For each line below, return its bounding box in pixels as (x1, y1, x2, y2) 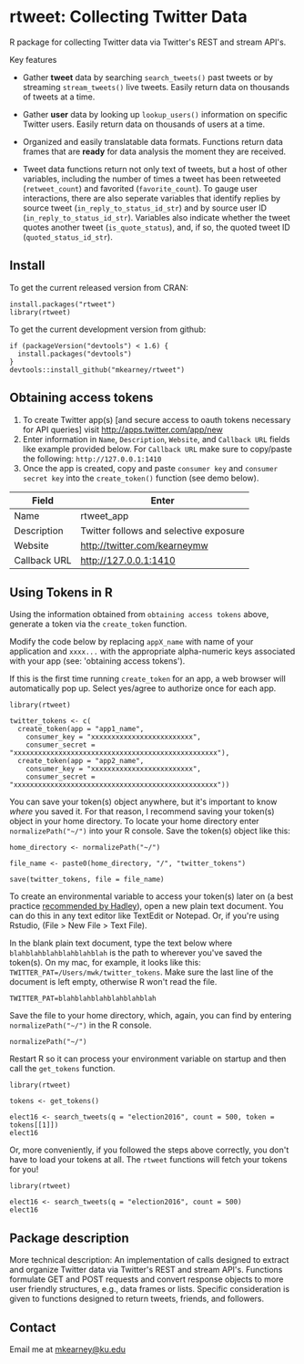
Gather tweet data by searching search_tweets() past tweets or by (22, 71, 273, 83)
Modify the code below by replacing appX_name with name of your (9, 636, 254, 647)
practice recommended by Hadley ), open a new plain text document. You (9, 901, 284, 912)
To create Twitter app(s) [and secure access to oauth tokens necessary (22, 414, 291, 425)
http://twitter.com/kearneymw (80, 539, 209, 552)
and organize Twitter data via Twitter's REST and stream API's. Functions (9, 1265, 283, 1276)
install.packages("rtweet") (9, 299, 117, 309)
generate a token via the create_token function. (9, 618, 187, 630)
